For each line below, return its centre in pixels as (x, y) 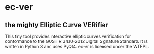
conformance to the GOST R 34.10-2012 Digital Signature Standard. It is (77, 41)
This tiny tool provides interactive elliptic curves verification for (68, 36)
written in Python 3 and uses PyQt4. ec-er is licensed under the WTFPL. (77, 47)
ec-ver (19, 7)
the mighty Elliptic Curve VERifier (57, 25)
